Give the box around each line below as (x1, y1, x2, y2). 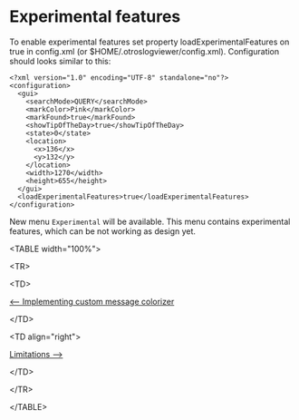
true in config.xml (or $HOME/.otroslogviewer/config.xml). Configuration (9, 45, 280, 56)
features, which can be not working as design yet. (9, 225, 197, 237)
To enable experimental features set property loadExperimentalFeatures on (9, 36, 290, 47)
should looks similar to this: (9, 55, 111, 66)
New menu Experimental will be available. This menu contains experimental (9, 216, 291, 227)
